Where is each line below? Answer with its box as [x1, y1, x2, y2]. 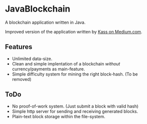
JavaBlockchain [5, 3, 71, 15]
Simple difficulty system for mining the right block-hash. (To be [12, 71, 138, 77]
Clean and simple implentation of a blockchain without [12, 61, 120, 66]
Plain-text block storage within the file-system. [12, 113, 105, 119]
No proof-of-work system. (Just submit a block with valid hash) [12, 103, 139, 109]
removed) [12, 76, 31, 82]
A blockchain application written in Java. [5, 19, 86, 25]
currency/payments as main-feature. [12, 66, 86, 72]
